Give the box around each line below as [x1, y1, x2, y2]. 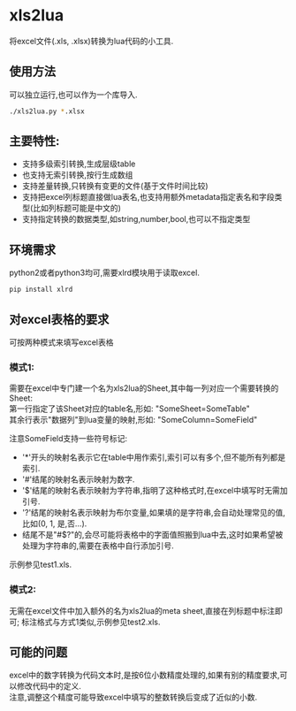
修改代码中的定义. [16, 681, 82, 692]
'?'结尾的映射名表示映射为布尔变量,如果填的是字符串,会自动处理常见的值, [21, 508, 285, 518]
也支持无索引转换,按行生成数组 [21, 170, 133, 180]
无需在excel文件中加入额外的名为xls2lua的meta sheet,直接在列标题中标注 [9, 605, 276, 615]
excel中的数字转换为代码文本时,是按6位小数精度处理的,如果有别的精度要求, [9, 669, 280, 681]
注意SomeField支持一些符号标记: [9, 433, 128, 444]
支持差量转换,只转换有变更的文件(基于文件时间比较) [21, 180, 209, 191]
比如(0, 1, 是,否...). [21, 518, 87, 529]
